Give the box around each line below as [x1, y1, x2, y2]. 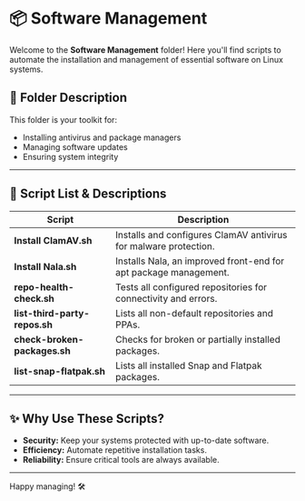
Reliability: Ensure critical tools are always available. [22, 455, 220, 466]
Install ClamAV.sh [14, 234, 93, 246]
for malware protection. [114, 239, 215, 252]
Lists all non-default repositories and [114, 306, 274, 319]
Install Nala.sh [14, 260, 77, 273]
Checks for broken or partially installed [114, 333, 281, 346]
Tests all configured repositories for [114, 280, 268, 293]
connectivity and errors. [114, 292, 218, 305]
